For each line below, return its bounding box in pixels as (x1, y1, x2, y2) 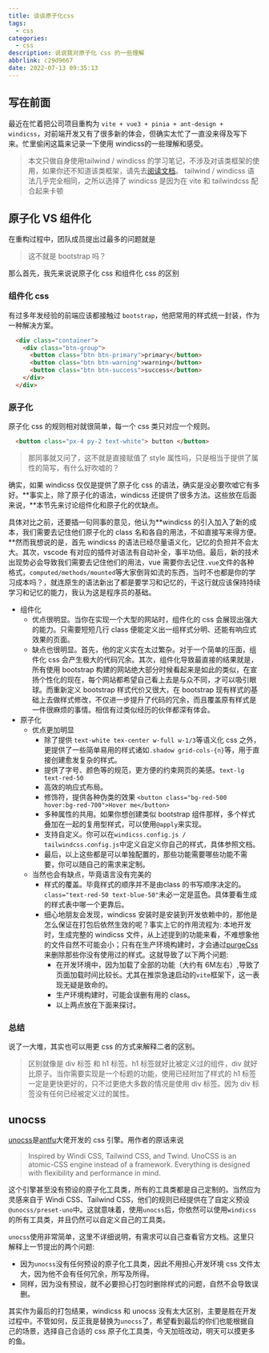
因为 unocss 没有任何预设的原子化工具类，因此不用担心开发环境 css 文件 (19, 1259, 254, 1269)
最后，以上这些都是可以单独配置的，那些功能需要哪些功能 (43, 849, 234, 859)
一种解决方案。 (8, 320, 58, 330)
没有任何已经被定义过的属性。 (34, 1089, 134, 1098)
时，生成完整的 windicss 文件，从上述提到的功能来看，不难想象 (43, 929, 253, 939)
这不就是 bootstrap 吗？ (27, 251, 106, 261)
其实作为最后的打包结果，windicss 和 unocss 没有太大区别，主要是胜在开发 (8, 1306, 257, 1316)
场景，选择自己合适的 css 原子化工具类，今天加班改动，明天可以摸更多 (22, 1327, 255, 1336)
